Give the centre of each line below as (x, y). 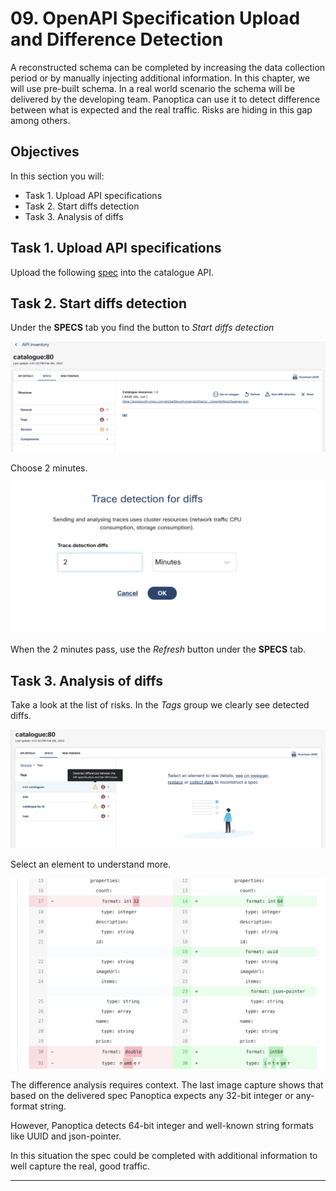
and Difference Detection (117, 39)
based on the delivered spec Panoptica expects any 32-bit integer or (152, 1095)
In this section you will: (57, 176)
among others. (40, 120)
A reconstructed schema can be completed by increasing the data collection (168, 67)
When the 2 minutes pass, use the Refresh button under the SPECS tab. (158, 649)
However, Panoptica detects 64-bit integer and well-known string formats (162, 1125)
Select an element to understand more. (91, 864)
